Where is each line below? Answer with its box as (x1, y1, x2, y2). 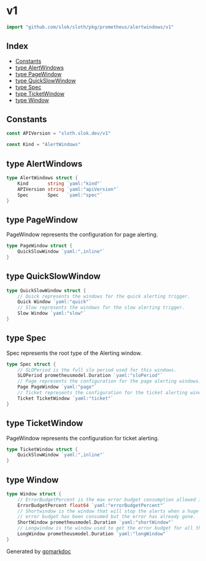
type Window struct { (6, 490, 62, 497)
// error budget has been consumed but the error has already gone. (17, 514, 196, 520)
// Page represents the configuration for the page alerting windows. (17, 378, 202, 384)
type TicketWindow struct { (6, 446, 78, 452)
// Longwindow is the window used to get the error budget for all (17, 525, 193, 532)
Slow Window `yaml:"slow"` (17, 311, 86, 317)
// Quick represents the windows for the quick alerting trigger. (17, 293, 191, 300)
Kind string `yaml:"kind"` (17, 180, 103, 187)
